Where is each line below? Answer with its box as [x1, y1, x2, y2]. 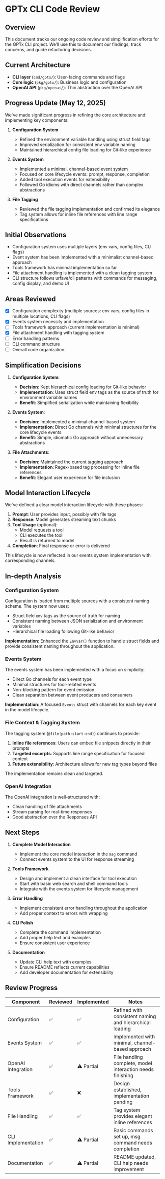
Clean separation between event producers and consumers [12, 692, 133, 698]
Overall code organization [12, 346, 65, 352]
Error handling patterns [12, 335, 59, 341]
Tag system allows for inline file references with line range [19, 211, 137, 217]
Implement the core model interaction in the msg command [19, 851, 137, 857]
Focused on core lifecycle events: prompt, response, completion [19, 171, 150, 177]
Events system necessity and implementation [12, 319, 104, 325]
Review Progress [5, 984, 58, 992]
